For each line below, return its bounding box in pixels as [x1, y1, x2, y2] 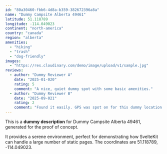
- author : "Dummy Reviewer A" [9, 72, 72, 77]
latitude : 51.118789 [5, 16, 48, 21]
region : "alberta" [5, 35, 43, 40]
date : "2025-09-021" [14, 95, 57, 100]
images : [5, 58, 21, 63]
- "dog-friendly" [9, 53, 46, 59]
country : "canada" [5, 30, 43, 35]
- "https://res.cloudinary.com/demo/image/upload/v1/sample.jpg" [9, 63, 149, 68]
